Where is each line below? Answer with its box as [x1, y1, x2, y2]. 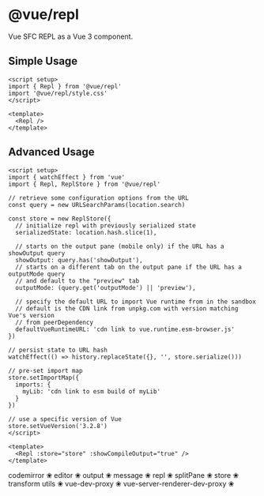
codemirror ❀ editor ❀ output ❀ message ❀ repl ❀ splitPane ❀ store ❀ [8, 470, 239, 479]
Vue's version [8, 311, 55, 319]
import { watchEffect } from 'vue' [8, 173, 126, 181]
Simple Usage [8, 54, 78, 68]
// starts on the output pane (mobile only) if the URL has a [15, 242, 224, 250]
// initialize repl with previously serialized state [15, 221, 196, 230]
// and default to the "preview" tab [15, 276, 140, 285]
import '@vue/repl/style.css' [8, 89, 108, 97]
